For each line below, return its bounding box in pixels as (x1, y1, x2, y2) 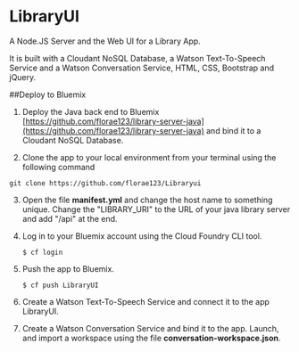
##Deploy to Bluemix (9, 89, 87, 100)
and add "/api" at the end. (21, 213, 118, 224)
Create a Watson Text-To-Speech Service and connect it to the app (21, 296, 270, 307)
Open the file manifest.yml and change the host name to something (21, 194, 273, 205)
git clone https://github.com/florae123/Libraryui (9, 178, 202, 188)
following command (21, 161, 96, 172)
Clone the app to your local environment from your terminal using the (21, 151, 277, 162)
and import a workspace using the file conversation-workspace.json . (21, 332, 281, 343)
